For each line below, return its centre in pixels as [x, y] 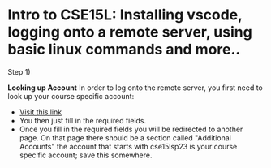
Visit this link [41, 112]
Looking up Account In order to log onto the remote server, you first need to [135, 88]
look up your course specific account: [71, 96]
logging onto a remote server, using [130, 32]
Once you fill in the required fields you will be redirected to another [131, 129]
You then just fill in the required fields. [83, 120]
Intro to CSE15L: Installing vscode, [125, 15]
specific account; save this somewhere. [86, 155]
